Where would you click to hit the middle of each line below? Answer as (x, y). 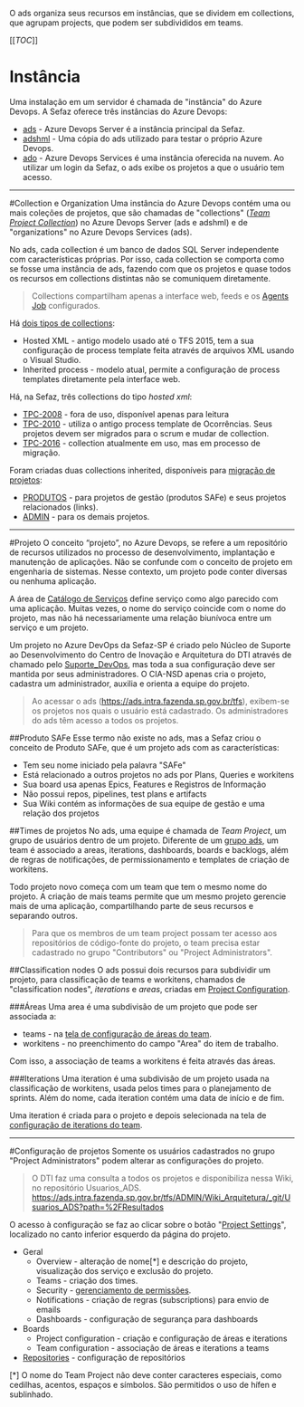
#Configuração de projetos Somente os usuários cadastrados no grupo (142, 1151)
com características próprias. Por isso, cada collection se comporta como (147, 259)
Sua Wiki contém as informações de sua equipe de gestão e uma (143, 803)
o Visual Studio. (52, 359)
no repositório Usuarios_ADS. (86, 1187)
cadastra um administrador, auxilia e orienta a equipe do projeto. (130, 684)
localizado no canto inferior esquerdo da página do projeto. (120, 1234)
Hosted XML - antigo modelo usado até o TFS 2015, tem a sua (138, 340)
